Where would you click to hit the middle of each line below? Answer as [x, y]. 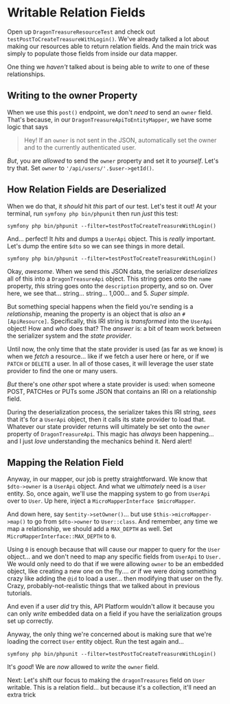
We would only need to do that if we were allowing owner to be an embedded [115, 564]
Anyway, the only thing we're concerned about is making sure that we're [110, 634]
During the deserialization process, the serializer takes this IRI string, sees [112, 412]
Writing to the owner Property [72, 96]
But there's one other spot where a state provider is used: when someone [111, 384]
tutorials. [20, 593]
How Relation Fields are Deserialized [87, 190]
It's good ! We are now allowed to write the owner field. [83, 667]
